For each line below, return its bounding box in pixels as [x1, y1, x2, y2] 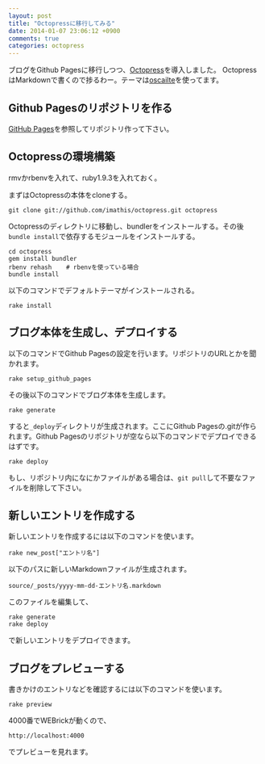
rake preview [8, 700, 52, 709]
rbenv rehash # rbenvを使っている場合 [8, 263, 139, 271]
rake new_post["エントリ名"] [8, 549, 101, 557]
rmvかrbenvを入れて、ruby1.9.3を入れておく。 [8, 173, 162, 183]
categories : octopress [8, 42, 85, 50]
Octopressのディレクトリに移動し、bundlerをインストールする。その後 [8, 221, 244, 231]
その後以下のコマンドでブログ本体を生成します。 [8, 389, 171, 400]
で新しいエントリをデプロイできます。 [8, 636, 135, 645]
